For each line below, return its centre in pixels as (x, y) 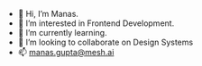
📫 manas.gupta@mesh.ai (66, 52)
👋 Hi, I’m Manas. (48, 14)
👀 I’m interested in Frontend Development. (96, 23)
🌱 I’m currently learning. (62, 33)
